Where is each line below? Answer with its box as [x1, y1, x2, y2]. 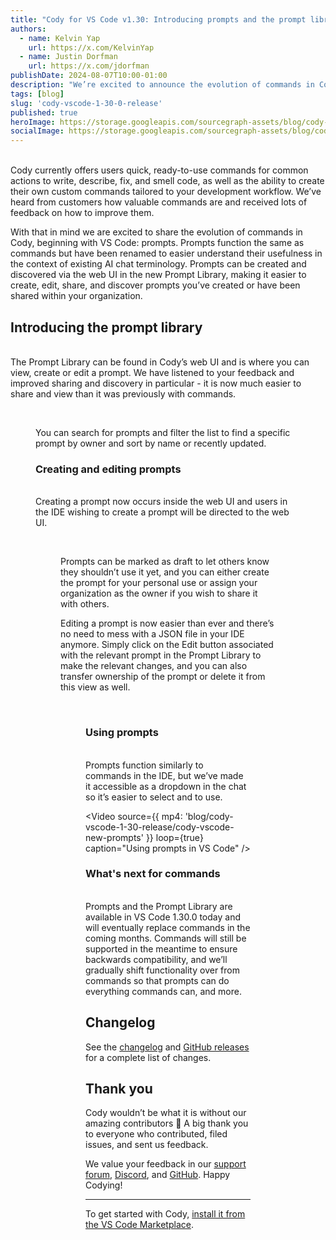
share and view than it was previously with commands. [10, 387, 237, 400]
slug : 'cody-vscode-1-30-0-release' [10, 98, 163, 108]
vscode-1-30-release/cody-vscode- [85, 821, 235, 833]
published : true [10, 107, 78, 118]
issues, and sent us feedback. [85, 1139, 209, 1151]
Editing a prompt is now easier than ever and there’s [60, 617, 275, 630]
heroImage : [10, 117, 56, 127]
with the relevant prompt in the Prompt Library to [60, 649, 262, 661]
